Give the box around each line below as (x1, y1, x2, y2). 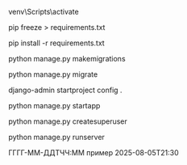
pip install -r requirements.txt (8, 38, 105, 48)
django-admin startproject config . (8, 85, 123, 95)
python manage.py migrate (8, 70, 98, 79)
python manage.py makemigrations (8, 54, 127, 63)
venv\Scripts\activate (8, 7, 79, 16)
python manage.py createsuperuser (8, 116, 127, 126)
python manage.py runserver (8, 133, 105, 142)
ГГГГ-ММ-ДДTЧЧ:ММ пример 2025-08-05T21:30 (8, 148, 179, 157)
